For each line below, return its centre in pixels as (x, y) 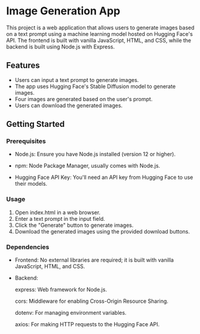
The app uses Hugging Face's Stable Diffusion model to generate (95, 86)
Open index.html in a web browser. (58, 212)
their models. (31, 184)
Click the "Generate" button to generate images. (74, 225)
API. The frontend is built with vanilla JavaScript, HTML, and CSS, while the (99, 40)
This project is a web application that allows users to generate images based (101, 28)
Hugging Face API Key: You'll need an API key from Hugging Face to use (104, 177)
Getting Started (36, 124)
